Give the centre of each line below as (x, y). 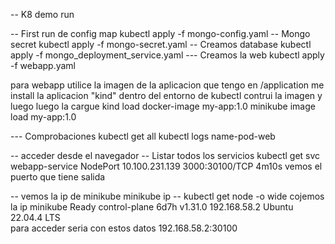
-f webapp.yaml (43, 65)
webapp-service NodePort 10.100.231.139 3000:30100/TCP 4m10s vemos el (166, 166)
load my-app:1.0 (43, 117)
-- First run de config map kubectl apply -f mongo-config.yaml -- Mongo (160, 33)
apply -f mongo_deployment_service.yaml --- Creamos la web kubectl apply (167, 55)
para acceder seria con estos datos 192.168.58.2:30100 (124, 228)
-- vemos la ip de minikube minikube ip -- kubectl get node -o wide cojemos (167, 196)
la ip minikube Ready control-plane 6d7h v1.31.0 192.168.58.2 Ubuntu (152, 207)
